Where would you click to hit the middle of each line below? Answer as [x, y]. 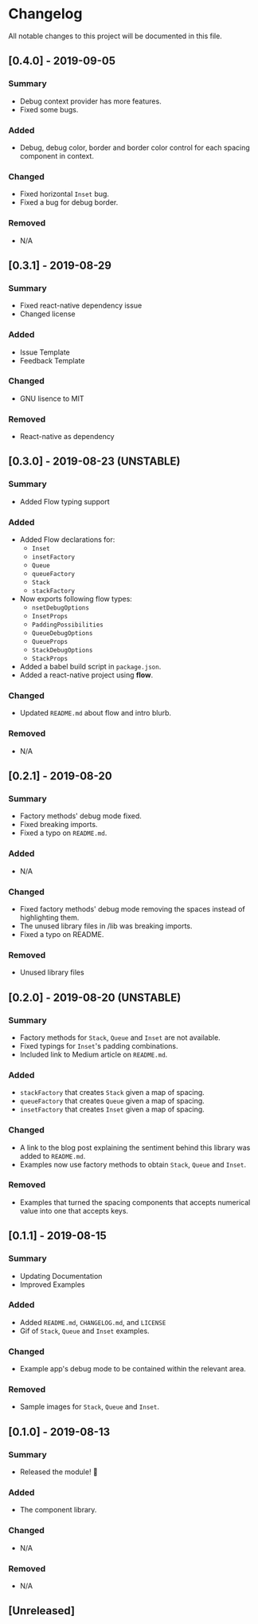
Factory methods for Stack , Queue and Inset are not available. [120, 1038]
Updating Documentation [61, 1276]
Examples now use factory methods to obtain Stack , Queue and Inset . [133, 1164]
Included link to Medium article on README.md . [94, 1054]
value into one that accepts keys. [74, 1210]
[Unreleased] [42, 1611]
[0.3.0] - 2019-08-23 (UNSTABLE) [94, 462]
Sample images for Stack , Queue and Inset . [89, 1406]
